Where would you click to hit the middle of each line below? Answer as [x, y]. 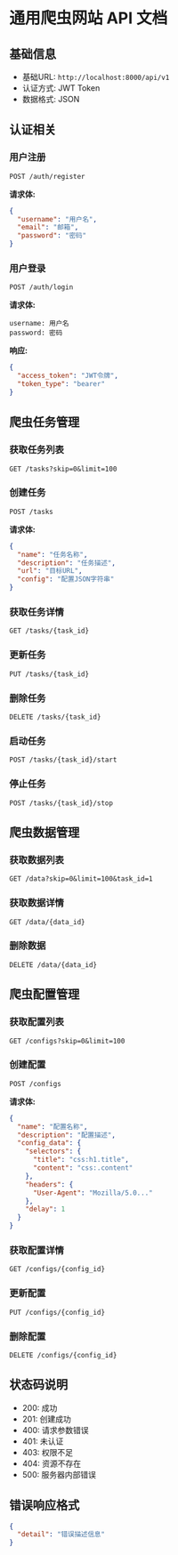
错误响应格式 [44, 1506]
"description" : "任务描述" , [66, 563]
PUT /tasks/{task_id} [49, 674]
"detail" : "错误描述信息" [61, 1535]
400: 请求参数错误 [55, 1430]
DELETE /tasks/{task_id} [55, 717]
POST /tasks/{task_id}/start [63, 760]
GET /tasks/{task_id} [49, 631]
